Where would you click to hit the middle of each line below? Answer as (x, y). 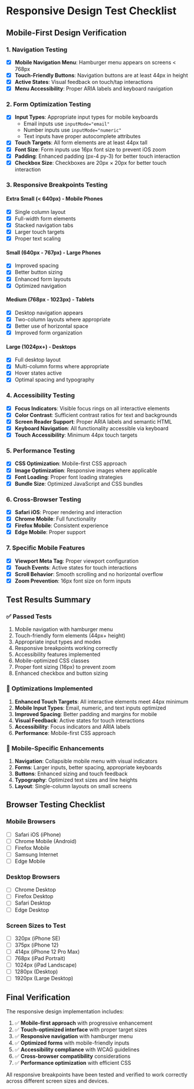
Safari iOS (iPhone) (38, 834)
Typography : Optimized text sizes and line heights (76, 780)
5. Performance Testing (41, 451)
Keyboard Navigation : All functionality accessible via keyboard (92, 428)
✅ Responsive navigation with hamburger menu (74, 1036)
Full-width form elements (45, 218)
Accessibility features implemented (57, 655)
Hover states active (38, 373)
